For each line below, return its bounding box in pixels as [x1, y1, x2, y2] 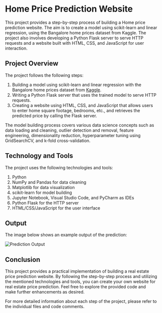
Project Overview [5, 59, 59, 68]
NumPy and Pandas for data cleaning [12, 179, 87, 185]
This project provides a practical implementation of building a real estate [5, 268, 149, 274]
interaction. [5, 45, 28, 51]
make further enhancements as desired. [5, 289, 85, 295]
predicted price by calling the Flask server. [12, 113, 97, 119]
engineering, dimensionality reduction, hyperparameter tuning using [5, 132, 141, 138]
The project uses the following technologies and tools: [5, 164, 113, 171]
